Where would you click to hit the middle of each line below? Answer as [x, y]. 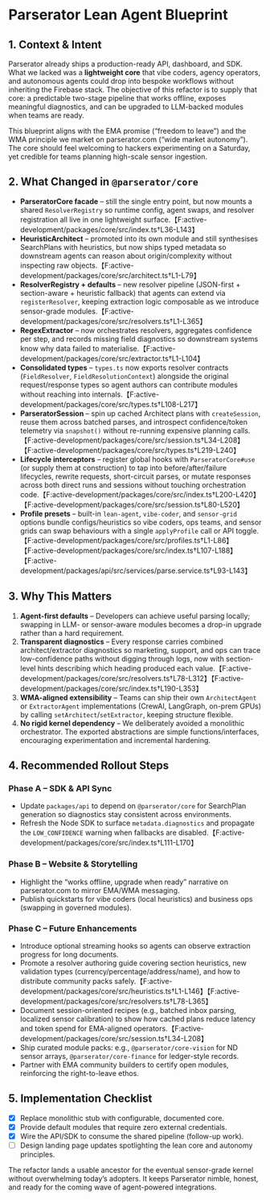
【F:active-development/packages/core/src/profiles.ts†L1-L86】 [127, 540]
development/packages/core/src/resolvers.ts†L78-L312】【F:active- [132, 678]
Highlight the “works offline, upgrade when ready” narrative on [124, 882]
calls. [241, 430]
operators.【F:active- [169, 1028]
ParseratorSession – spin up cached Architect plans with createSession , [140, 413]
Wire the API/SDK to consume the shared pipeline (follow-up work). [132, 1136]
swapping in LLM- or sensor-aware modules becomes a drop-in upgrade [141, 624]
